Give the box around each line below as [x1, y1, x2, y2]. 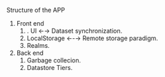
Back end [16, 49, 44, 57]
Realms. [26, 42, 50, 49]
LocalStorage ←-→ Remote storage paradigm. [26, 34, 158, 42]
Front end [16, 19, 44, 27]
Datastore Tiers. [26, 64, 73, 71]
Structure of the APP [6, 6, 66, 14]
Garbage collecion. [26, 56, 81, 65]
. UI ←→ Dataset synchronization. [26, 27, 123, 35]
